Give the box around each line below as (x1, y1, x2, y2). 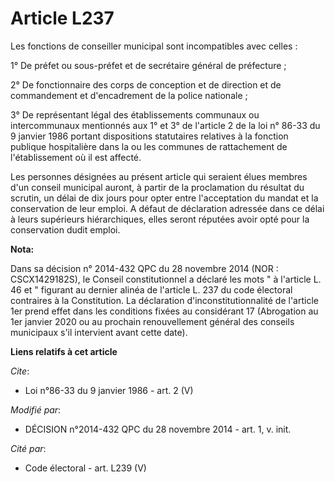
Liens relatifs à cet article (10, 345, 118, 357)
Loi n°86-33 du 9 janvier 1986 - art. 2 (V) (24, 384, 194, 396)
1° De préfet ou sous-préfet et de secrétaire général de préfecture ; (10, 59, 287, 71)
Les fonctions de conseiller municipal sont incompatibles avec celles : (10, 40, 298, 52)
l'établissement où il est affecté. (10, 151, 142, 163)
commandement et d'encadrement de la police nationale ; (10, 89, 248, 101)
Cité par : (10, 442, 47, 454)
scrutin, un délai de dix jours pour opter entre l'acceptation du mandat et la (10, 192, 319, 204)
